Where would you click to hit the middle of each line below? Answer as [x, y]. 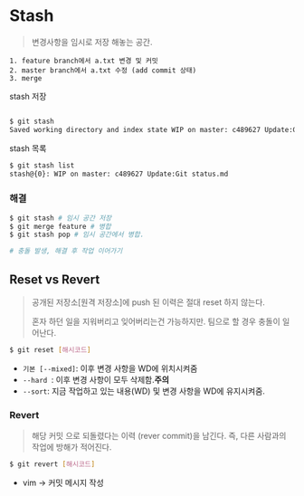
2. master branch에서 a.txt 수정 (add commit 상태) [103, 70]
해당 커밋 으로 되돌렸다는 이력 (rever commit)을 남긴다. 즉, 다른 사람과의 [159, 436]
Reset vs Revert [55, 279]
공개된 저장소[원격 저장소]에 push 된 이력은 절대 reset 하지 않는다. [148, 302]
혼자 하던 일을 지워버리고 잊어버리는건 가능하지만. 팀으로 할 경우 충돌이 [156, 321]
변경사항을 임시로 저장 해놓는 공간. [92, 42]
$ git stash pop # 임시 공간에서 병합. [77, 235]
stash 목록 [28, 148]
